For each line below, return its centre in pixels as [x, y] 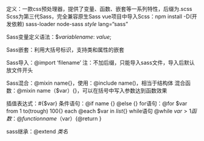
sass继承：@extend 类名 [37, 131]
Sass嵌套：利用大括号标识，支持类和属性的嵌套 [65, 50]
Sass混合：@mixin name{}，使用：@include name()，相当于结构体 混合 [96, 83]
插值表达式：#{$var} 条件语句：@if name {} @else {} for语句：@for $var [97, 103]
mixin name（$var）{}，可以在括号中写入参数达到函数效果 [95, 90]
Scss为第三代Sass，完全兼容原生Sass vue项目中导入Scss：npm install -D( [99, 16]
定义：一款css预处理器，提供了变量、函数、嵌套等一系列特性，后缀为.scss [99, 9]
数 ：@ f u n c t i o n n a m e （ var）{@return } [54, 119]
